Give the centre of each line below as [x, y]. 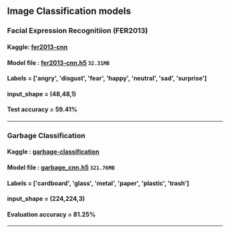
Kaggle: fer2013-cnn [37, 46]
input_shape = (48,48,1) [42, 94]
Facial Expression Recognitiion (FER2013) [78, 31]
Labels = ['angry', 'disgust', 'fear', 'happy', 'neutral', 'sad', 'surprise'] [107, 79]
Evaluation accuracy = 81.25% [51, 214]
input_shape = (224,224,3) [46, 199]
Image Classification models [69, 11]
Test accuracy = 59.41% [42, 109]
